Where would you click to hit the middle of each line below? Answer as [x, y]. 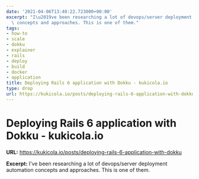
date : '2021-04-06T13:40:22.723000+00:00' [59, 12]
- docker [17, 72]
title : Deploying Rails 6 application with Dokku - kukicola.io [87, 83]
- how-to [17, 34]
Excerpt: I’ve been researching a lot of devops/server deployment [87, 164]
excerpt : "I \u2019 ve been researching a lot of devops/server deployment [99, 17]
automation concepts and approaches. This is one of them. [78, 170]
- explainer [21, 50]
